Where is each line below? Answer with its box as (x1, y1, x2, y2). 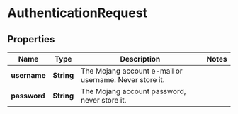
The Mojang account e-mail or (80, 66, 183, 76)
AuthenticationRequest (7, 5, 147, 21)
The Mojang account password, (80, 86, 186, 96)
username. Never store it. (80, 75, 165, 84)
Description (120, 55, 161, 64)
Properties (7, 33, 55, 45)
